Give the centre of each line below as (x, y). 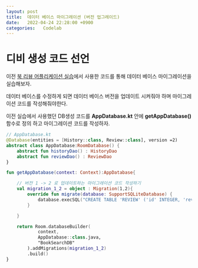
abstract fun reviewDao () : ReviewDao (64, 157)
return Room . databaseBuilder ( (54, 226)
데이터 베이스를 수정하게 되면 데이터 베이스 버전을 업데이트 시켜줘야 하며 (89, 96)
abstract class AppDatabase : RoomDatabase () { (63, 145)
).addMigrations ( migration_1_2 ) (67, 249)
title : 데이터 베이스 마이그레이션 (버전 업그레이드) (63, 17)
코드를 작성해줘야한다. (42, 104)
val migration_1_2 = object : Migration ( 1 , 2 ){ (75, 189)
